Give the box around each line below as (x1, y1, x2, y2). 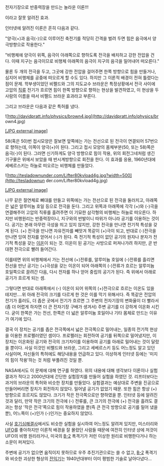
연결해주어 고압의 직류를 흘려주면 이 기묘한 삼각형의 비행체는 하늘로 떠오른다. (5, 210, 152, 215)
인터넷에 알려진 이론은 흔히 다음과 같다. (5, 25, 80, 31)
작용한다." (26, 42, 45, 48)
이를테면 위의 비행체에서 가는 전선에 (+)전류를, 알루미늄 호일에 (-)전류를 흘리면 (5, 257, 155, 262)
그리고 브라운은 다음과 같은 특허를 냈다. (5, 103, 80, 109)
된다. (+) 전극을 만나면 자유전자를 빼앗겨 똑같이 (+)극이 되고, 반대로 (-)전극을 (10, 228, 157, 234)
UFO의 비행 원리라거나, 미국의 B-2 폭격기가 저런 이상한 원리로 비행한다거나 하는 (5, 433, 157, 439)
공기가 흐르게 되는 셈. (5, 275, 46, 281)
